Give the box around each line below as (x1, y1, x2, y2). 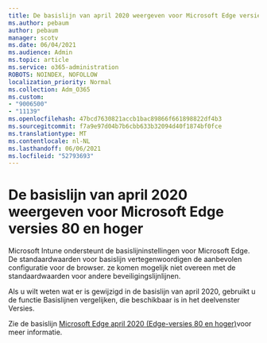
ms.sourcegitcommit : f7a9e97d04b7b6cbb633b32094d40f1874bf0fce (8, 122, 222, 130)
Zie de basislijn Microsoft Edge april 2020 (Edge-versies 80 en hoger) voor (8, 319, 252, 329)
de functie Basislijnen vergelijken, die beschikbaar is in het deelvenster (8, 295, 241, 305)
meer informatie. (8, 327, 63, 337)
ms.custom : (8, 93, 44, 101)
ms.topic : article (8, 56, 69, 64)
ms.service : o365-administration (8, 64, 119, 71)
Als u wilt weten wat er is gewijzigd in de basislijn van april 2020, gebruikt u (8, 287, 256, 296)
